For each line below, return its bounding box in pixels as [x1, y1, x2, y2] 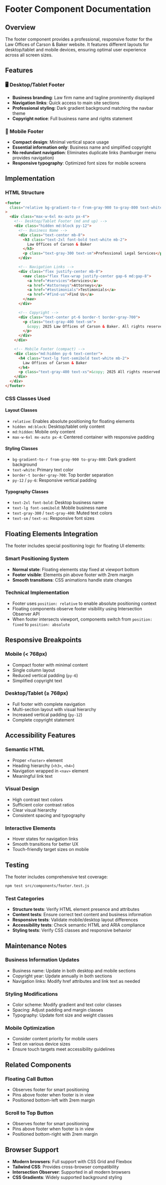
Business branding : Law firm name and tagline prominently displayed [12, 94, 155, 100]
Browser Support [5, 1145, 59, 1154]
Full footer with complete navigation [12, 701, 85, 707]
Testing [5, 861, 29, 869]
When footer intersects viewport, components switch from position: [12, 616, 153, 622]
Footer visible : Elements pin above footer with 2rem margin [12, 572, 134, 578]
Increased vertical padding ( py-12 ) [12, 712, 83, 718]
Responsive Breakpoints [5, 636, 82, 644]
